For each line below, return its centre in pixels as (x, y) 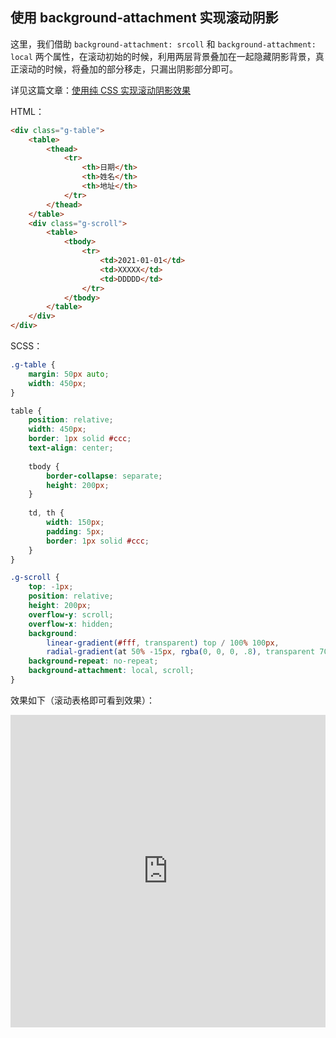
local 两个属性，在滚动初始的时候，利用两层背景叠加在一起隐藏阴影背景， (163, 56)
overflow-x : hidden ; (71, 624)
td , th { (46, 513)
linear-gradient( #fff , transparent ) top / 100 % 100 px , (163, 643)
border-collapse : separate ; (104, 476)
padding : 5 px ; (75, 531)
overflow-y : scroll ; (71, 614)
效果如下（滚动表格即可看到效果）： (82, 700)
